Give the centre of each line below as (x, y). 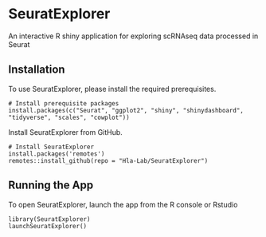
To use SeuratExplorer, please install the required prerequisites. (112, 89)
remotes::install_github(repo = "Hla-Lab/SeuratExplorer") (108, 160)
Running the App (51, 186)
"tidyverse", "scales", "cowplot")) (69, 117)
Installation (37, 70)
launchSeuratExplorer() (48, 226)
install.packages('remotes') (57, 154)
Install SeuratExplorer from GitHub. (66, 132)
